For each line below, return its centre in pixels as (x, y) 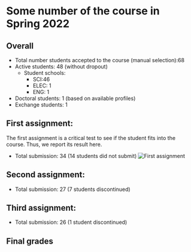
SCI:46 (41, 79)
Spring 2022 (38, 24)
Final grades (30, 241)
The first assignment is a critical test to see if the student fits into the (91, 138)
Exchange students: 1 (41, 105)
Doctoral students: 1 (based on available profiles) (75, 98)
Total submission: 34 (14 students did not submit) (76, 156)
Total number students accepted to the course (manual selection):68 (99, 60)
